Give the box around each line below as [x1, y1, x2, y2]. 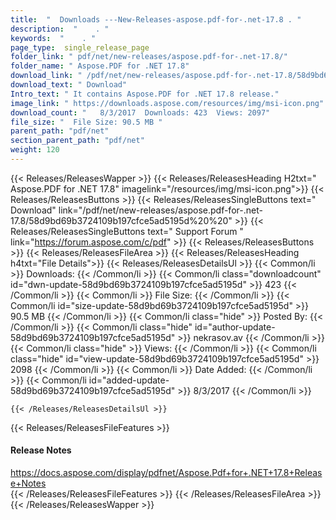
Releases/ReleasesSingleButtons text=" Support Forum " [10, 225, 244, 237]
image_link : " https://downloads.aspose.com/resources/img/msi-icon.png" [10, 98, 325, 108]
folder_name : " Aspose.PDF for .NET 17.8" [10, 61, 190, 71]
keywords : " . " [10, 33, 97, 43]
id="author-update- [194, 321, 276, 333]
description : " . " [10, 24, 110, 34]
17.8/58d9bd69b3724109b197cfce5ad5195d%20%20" [10, 214, 233, 226]
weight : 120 [10, 145, 60, 155]
